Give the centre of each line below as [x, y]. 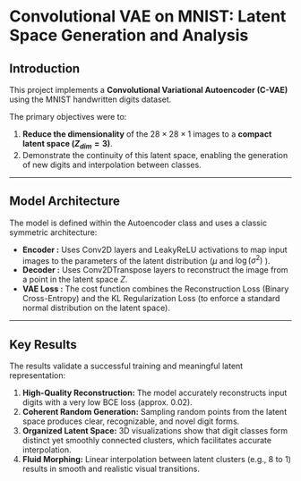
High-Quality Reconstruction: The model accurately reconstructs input [155, 393]
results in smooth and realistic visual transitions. [111, 469]
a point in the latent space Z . [75, 280]
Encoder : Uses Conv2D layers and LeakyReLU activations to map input [155, 249]
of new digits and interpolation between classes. [112, 165]
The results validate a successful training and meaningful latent [126, 366]
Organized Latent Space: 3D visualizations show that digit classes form [155, 431]
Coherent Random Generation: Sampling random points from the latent [155, 412]
